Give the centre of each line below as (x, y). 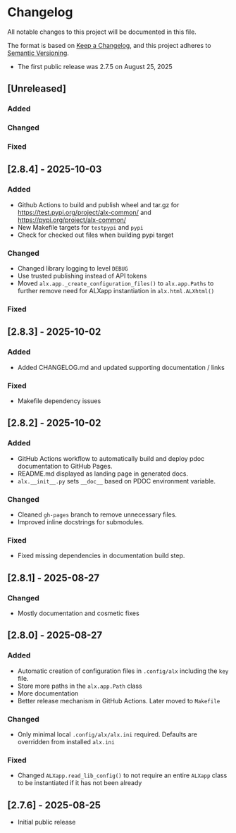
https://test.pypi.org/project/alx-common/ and (84, 212)
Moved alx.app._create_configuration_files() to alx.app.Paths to (116, 283)
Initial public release (46, 822)
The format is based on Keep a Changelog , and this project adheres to (109, 45)
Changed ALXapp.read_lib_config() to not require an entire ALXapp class (122, 775)
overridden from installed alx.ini (66, 741)
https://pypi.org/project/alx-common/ (72, 220)
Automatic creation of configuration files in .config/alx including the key (123, 671)
